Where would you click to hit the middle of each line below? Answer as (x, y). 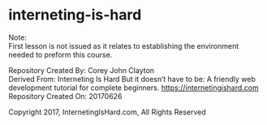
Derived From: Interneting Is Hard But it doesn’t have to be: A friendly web (132, 79)
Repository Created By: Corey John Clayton (82, 70)
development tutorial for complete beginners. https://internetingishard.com (133, 88)
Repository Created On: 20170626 (65, 96)
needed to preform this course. (60, 54)
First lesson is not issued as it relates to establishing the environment (124, 45)
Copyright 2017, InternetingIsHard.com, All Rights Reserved (107, 112)
